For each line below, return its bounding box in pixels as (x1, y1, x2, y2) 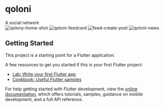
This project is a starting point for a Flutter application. (5, 52, 115, 58)
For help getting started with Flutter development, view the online (5, 86, 138, 92)
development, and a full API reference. (5, 96, 83, 102)
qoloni (5, 3, 32, 15)
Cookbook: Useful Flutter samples (12, 76, 82, 82)
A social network (5, 20, 39, 26)
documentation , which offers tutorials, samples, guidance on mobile (5, 91, 143, 97)
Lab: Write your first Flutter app (12, 71, 76, 77)
